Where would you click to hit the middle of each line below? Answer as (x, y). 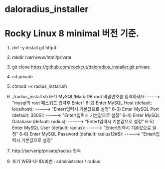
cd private (22, 77)
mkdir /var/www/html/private (42, 57)
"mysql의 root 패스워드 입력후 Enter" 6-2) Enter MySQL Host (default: (82, 103)
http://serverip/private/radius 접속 (46, 151)
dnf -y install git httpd (34, 48)
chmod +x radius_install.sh (39, 86)
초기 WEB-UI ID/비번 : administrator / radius (56, 162)
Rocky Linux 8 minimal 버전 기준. (72, 34)
